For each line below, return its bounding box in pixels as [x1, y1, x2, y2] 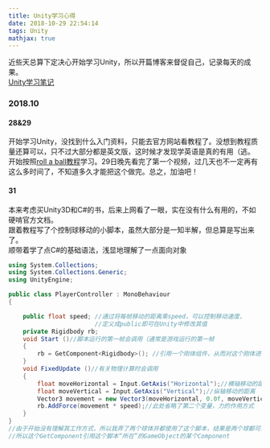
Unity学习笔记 [8, 77, 55, 87]
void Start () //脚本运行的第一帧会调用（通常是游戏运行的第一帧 [22, 335, 215, 343]
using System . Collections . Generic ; [8, 269, 128, 277]
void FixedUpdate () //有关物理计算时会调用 [22, 365, 158, 373]
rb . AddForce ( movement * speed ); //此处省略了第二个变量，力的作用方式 [37, 402, 255, 410]
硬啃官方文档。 [8, 215, 58, 224]
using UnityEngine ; [8, 276, 74, 284]
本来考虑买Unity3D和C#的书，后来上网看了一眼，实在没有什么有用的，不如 [8, 204, 256, 214]
